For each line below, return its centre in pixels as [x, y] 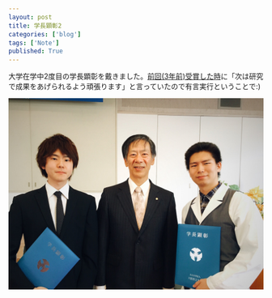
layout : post [30, 17]
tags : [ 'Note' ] [34, 43]
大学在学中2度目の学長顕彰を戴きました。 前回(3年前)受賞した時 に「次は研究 [136, 76]
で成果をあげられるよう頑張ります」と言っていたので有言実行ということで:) [135, 87]
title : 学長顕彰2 [35, 26]
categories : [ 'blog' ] [45, 34]
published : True [36, 51]
